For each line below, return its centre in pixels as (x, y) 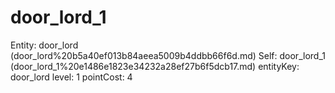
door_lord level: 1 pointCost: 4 (71, 77)
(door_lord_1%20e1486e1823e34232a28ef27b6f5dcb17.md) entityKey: (155, 66)
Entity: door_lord (44, 45)
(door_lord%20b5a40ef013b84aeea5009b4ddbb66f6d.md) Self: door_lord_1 (168, 55)
